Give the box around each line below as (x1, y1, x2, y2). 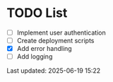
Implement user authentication (16, 28, 107, 37)
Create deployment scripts (16, 37, 95, 45)
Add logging (16, 52, 53, 61)
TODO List (6, 5, 68, 21)
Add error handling (16, 45, 72, 53)
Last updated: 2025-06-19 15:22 (6, 66, 101, 75)
